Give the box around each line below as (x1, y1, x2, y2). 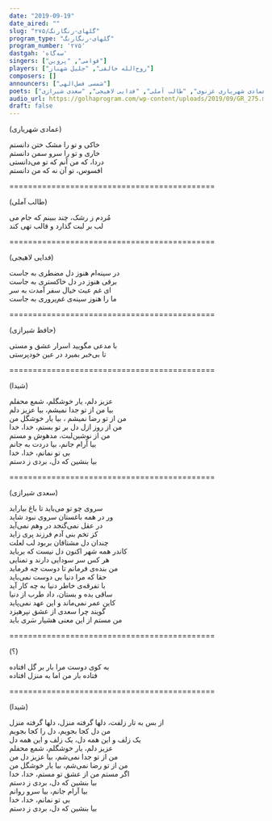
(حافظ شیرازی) (9, 325, 56, 335)
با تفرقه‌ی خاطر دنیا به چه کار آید (9, 581, 106, 591)
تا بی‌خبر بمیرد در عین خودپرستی (9, 349, 107, 360)
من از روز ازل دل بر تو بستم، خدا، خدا (9, 422, 123, 432)
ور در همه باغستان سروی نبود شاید (9, 512, 114, 522)
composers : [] (9, 72, 57, 80)
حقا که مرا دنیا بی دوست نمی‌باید (9, 572, 107, 582)
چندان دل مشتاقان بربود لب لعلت (9, 538, 109, 548)
